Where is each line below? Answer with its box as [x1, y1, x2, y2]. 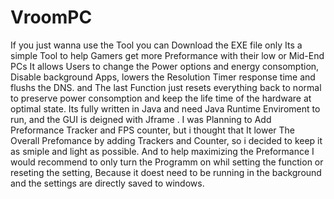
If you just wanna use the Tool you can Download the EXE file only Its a [10, 39, 303, 51]
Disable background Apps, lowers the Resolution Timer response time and [10, 71, 316, 83]
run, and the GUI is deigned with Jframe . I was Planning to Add [10, 113, 272, 125]
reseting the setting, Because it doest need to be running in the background [10, 166, 322, 178]
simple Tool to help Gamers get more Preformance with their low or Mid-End [10, 49, 325, 61]
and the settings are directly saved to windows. [10, 177, 205, 189]
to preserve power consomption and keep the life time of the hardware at [10, 92, 312, 104]
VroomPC [10, 6, 93, 29]
